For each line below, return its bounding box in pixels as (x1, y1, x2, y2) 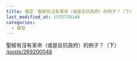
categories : (6, 19, 35, 25)
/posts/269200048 (6, 48, 52, 56)
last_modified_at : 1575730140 (6, 14, 81, 20)
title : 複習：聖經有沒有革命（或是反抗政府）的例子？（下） (6, 8, 134, 15)
